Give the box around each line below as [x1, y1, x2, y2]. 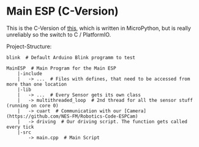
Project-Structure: [6, 43, 52, 50]
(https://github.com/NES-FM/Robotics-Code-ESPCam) [6, 113, 138, 120]
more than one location [6, 81, 67, 87]
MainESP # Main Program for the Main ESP [6, 65, 116, 71]
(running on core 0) [6, 102, 59, 109]
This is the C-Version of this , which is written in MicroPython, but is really [6, 24, 191, 32]
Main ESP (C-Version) [6, 4, 119, 18]
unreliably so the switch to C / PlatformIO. [6, 30, 111, 38]
